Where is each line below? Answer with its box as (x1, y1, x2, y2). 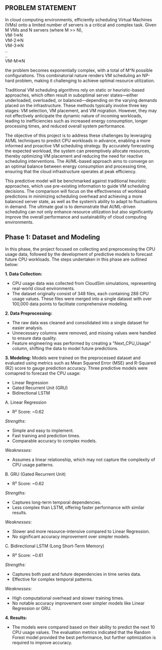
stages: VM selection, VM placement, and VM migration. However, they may (5, 108, 157, 113)
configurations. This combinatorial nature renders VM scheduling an (5, 72, 142, 78)
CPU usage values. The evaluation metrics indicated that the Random (12, 629, 151, 635)
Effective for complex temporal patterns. (12, 576, 93, 582)
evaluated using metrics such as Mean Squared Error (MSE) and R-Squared (5, 360, 156, 365)
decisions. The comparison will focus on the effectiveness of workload (5, 188, 146, 194)
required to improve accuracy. (12, 639, 73, 645)
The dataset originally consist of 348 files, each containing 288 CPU (12, 290, 149, 296)
